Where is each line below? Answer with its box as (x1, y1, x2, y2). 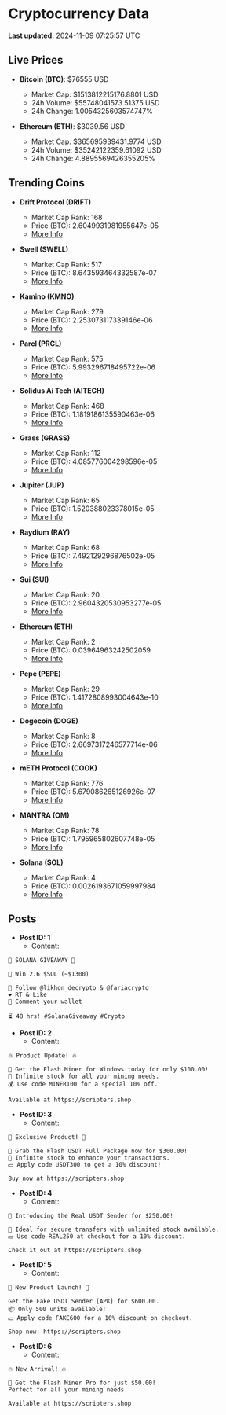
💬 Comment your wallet (8, 998, 82, 1006)
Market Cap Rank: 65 (31, 495, 100, 505)
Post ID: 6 (19, 1342, 53, 1351)
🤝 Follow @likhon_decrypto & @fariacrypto (8, 984, 149, 992)
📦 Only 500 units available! (8, 1306, 107, 1314)
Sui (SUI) (19, 575, 49, 584)
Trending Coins (8, 176, 85, 189)
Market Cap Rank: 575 (31, 354, 104, 363)
